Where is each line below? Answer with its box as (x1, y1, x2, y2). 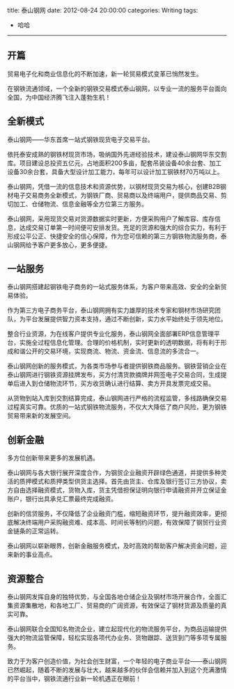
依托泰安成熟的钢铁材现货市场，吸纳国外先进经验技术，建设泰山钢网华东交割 (7, 150, 227, 158)
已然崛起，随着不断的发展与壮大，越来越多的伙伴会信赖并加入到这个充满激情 (7, 666, 227, 674)
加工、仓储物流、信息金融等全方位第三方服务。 (13, 199, 148, 208)
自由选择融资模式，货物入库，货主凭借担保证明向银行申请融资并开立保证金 (13, 486, 227, 495)
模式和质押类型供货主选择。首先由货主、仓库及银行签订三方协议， (31, 477, 221, 486)
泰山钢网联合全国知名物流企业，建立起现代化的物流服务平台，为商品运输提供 (7, 625, 227, 633)
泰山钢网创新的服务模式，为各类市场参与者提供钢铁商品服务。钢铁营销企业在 (7, 362, 227, 371)
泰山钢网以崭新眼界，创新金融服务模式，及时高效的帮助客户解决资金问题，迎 (7, 542, 227, 550)
